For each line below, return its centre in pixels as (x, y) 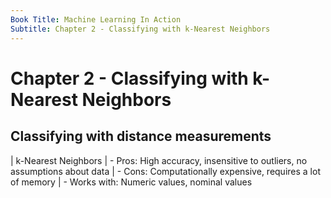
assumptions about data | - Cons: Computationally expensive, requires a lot (165, 171)
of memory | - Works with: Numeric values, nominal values (131, 182)
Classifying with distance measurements (141, 136)
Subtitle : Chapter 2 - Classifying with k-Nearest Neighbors (140, 29)
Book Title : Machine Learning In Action (96, 19)
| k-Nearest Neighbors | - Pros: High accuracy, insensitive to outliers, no (159, 160)
